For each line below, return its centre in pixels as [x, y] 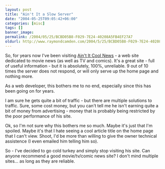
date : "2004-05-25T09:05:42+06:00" [41, 19]
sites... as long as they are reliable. [40, 161]
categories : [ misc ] [25, 23]
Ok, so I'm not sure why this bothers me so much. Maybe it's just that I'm [79, 125]
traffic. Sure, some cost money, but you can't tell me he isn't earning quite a [82, 105]
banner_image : [20, 32]
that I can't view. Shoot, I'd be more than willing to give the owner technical [81, 136]
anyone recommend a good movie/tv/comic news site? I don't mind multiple [82, 156]
